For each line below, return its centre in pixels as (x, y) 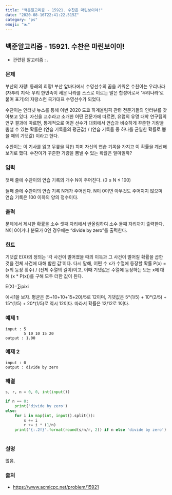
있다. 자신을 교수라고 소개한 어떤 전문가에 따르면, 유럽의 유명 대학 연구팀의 (93, 116)
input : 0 (16, 363)
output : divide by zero (32, 367)
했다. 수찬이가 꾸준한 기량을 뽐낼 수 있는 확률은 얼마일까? (75, 153)
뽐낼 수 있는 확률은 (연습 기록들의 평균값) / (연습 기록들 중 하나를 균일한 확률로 (83, 129)
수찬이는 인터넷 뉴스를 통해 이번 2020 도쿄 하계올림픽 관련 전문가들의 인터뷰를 (83, 110)
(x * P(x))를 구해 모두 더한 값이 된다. (47, 276)
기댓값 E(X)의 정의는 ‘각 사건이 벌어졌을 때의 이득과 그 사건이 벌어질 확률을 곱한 (84, 257)
